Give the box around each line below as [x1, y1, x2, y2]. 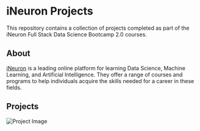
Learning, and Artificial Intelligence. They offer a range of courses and [6, 71, 183, 78]
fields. [6, 84, 23, 91]
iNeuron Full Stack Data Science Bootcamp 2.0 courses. [6, 30, 148, 38]
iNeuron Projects [6, 4, 93, 18]
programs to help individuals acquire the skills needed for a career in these [6, 77, 195, 84]
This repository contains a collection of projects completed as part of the [6, 24, 190, 32]
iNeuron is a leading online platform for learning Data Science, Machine [6, 64, 186, 72]
